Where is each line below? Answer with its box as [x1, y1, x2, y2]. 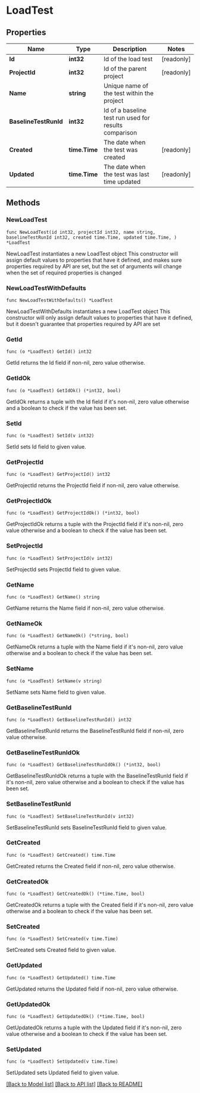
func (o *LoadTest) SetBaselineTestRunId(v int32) [6, 813, 135, 819]
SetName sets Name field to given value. [6, 688, 106, 696]
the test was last [103, 170, 149, 178]
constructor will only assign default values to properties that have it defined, [6, 314, 193, 321]
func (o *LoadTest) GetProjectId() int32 [6, 471, 111, 478]
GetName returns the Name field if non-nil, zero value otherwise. [6, 605, 165, 612]
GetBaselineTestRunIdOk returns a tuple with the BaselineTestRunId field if [6, 772, 189, 779]
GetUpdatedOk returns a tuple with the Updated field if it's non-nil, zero [6, 1024, 182, 1031]
